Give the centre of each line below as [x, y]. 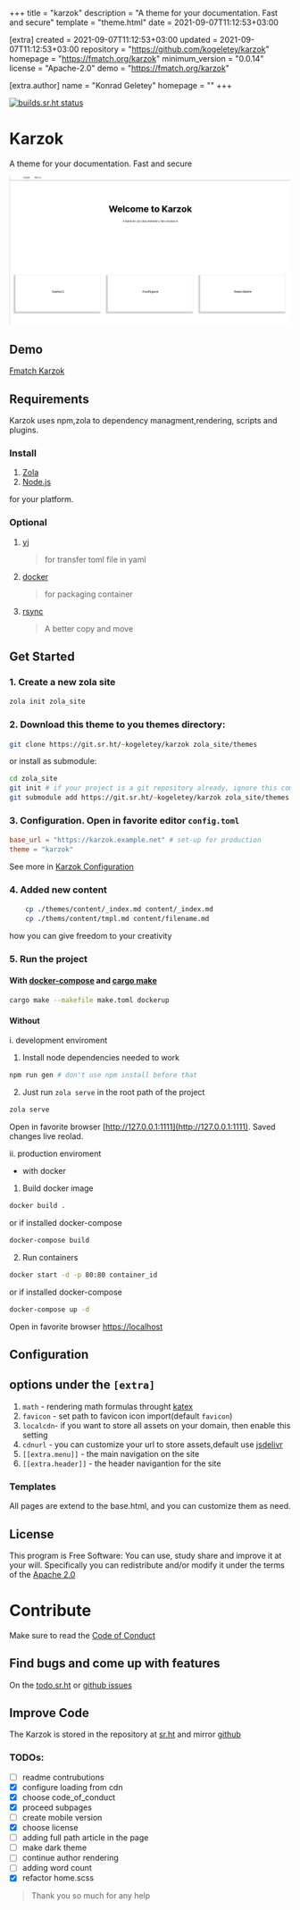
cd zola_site [33, 779]
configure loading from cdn [72, 1787]
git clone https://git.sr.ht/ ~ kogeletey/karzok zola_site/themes [133, 744]
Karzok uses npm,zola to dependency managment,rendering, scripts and [143, 421]
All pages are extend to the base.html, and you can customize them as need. [150, 1506]
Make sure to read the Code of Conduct [83, 1635]
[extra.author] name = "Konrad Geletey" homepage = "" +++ [121, 85]
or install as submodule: [53, 761]
